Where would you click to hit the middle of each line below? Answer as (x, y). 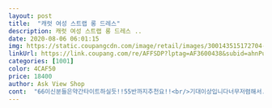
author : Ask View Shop (47, 84)
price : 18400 (30, 76)
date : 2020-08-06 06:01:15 (54, 39)
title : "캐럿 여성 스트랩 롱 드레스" (64, 24)
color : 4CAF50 (32, 69)
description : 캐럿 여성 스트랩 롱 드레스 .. (75, 31)
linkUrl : (23, 54)
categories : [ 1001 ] (41, 62)
